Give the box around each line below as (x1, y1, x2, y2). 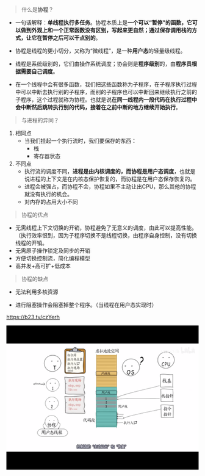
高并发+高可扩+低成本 (15, 262, 71, 269)
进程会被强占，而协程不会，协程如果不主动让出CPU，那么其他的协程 (24, 183, 196, 190)
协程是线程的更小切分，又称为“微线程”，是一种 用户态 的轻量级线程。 (15, 47, 186, 54)
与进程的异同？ (21, 117, 59, 124)
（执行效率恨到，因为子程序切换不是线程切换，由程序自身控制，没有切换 (15, 232, 197, 239)
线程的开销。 (15, 239, 48, 247)
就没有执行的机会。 (24, 190, 73, 198)
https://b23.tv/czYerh (6, 314, 60, 320)
